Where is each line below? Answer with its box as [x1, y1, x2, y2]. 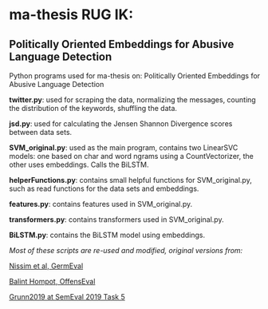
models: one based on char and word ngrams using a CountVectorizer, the [9, 152, 254, 160]
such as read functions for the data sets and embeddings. [9, 184, 199, 193]
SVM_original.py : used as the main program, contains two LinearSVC [9, 143, 238, 153]
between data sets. [9, 128, 73, 137]
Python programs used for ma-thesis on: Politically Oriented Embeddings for [9, 71, 261, 81]
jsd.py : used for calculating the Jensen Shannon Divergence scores [9, 119, 233, 129]
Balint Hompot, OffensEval [9, 277, 96, 286]
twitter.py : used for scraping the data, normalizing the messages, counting [9, 95, 256, 105]
